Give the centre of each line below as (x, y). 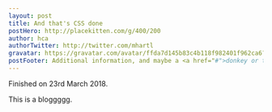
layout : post (30, 16)
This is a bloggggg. (40, 99)
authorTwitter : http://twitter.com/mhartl (81, 46)
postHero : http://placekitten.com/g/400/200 (85, 31)
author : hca (28, 38)
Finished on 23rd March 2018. (58, 83)
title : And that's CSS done (56, 23)
